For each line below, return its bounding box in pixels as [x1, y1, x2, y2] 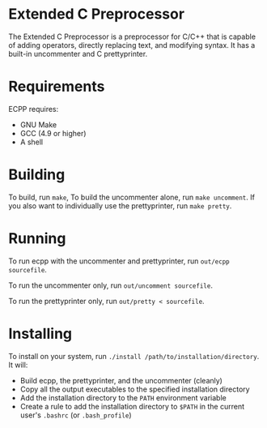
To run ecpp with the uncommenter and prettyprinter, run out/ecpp [8, 256, 230, 266]
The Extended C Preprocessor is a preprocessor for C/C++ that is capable [8, 32, 256, 41]
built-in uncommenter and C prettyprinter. [8, 49, 148, 58]
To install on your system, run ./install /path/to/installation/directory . [8, 351, 260, 361]
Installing [8, 324, 73, 343]
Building [8, 165, 66, 184]
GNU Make [19, 119, 57, 130]
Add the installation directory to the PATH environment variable [19, 392, 227, 402]
